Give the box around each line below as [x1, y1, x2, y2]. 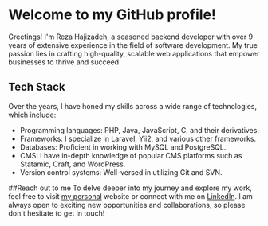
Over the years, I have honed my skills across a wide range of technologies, [8, 101, 258, 111]
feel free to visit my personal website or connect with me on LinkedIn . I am [8, 191, 253, 201]
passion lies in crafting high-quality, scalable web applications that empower [8, 49, 260, 58]
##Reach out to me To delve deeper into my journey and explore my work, [8, 183, 253, 193]
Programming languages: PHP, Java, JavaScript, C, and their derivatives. [19, 125, 259, 134]
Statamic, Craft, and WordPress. [19, 159, 126, 169]
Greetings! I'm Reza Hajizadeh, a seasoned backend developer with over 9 [8, 32, 254, 41]
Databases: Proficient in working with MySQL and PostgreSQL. [19, 142, 227, 152]
